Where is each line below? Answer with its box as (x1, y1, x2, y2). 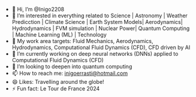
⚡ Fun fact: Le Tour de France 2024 (11, 85, 100, 92)
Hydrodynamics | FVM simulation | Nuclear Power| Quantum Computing (11, 25, 190, 32)
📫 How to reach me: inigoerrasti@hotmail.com (11, 69, 128, 77)
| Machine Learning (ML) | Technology (11, 31, 107, 38)
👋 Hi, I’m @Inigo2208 (11, 6, 65, 13)
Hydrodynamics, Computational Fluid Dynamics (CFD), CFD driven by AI (11, 44, 191, 51)
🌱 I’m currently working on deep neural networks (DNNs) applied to (11, 50, 179, 57)
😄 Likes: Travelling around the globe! (11, 78, 104, 85)
